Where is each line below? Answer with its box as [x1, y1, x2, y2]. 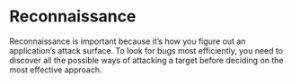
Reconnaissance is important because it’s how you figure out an [9, 36, 246, 46]
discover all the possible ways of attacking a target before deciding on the [9, 55, 284, 65]
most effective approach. [9, 64, 102, 75]
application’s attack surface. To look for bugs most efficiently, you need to [9, 45, 284, 55]
